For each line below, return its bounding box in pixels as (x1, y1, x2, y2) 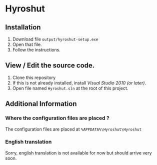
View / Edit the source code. (5, 61, 95, 70)
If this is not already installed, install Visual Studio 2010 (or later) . (12, 79, 146, 85)
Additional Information (5, 99, 77, 108)
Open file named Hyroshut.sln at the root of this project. (12, 85, 128, 91)
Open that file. (12, 41, 42, 47)
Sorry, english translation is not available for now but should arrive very (5, 149, 152, 155)
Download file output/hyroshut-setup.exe (12, 36, 98, 42)
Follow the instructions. (12, 47, 61, 52)
